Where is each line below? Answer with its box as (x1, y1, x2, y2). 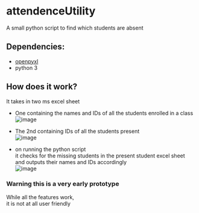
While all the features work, (6, 193, 74, 200)
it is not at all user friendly (6, 200, 71, 207)
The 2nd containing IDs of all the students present (14, 127, 140, 135)
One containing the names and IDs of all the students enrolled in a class (14, 109, 194, 116)
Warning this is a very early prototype (6, 180, 119, 188)
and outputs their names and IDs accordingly (14, 158, 127, 165)
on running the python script (14, 145, 86, 153)
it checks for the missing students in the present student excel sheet (14, 152, 185, 159)
